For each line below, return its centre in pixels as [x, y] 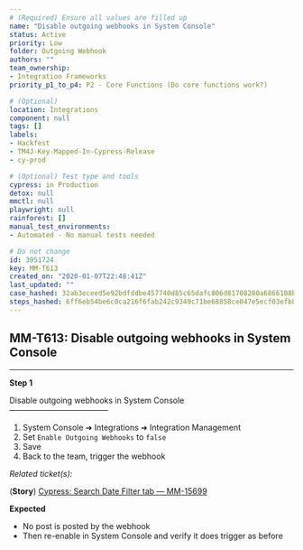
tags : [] [26, 126]
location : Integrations [54, 109]
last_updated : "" [42, 285]
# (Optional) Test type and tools [74, 176]
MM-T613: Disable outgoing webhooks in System [150, 338]
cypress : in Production [54, 185]
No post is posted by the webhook [86, 526]
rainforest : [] [38, 219]
